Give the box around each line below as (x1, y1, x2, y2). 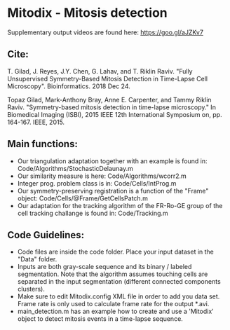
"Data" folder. (17, 255, 57, 263)
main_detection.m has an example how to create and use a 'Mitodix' (17, 307, 214, 316)
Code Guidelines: (7, 229, 85, 241)
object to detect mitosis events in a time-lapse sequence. (17, 315, 184, 323)
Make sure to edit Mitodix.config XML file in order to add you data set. (17, 292, 220, 301)
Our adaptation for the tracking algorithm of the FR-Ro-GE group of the (17, 201, 223, 209)
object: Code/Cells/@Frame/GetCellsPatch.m (17, 194, 149, 202)
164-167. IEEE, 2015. (7, 118, 65, 126)
